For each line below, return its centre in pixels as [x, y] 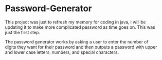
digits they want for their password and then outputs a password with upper [81, 47]
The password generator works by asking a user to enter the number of [77, 41]
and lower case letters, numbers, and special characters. [62, 52]
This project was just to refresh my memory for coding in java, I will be [75, 22]
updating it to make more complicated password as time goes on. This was [80, 27]
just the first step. [23, 32]
